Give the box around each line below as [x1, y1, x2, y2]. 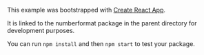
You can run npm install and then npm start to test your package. [7, 40, 195, 47]
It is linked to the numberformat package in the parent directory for [7, 19, 198, 27]
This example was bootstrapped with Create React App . [7, 6, 166, 14]
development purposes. [7, 27, 75, 34]
